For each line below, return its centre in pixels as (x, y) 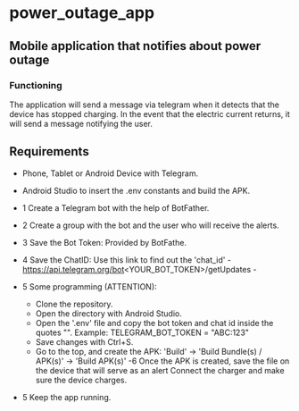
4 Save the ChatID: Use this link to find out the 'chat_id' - (127, 260)
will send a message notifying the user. (81, 123)
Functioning (36, 85)
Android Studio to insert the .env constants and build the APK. (136, 190)
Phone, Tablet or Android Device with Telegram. (110, 173)
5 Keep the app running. (66, 397)
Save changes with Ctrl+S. (84, 341)
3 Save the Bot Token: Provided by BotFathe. (104, 242)
